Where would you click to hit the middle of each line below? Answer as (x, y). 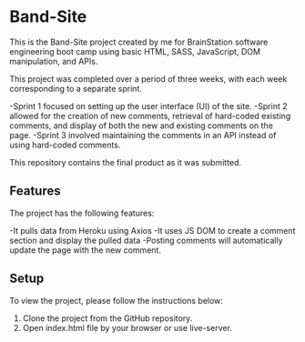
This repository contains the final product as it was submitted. (126, 162)
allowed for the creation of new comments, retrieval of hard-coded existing (150, 116)
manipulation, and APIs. (54, 61)
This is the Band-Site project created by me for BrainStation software (139, 42)
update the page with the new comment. (86, 250)
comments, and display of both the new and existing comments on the (141, 126)
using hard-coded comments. (65, 145)
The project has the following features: (82, 213)
